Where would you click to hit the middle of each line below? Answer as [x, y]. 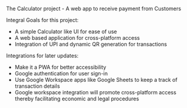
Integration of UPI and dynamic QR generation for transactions [91, 44]
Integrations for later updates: [42, 55]
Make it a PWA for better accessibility [60, 67]
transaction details [37, 86]
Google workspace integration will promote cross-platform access [95, 92]
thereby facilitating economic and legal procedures [77, 99]
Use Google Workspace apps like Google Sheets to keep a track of [96, 80]
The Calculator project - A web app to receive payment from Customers [94, 9]
